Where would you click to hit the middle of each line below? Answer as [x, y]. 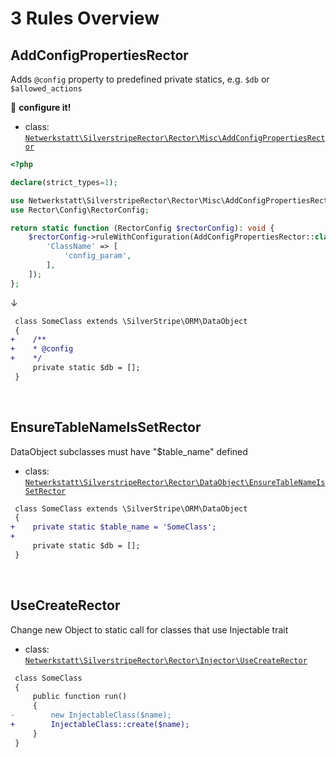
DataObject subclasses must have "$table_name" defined [129, 451]
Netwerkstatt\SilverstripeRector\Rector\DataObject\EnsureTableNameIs [175, 482]
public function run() [80, 697]
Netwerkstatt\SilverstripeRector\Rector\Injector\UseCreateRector [166, 660]
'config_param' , [97, 256]
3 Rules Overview [85, 18]
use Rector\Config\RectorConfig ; [80, 210]
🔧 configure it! [41, 107]
